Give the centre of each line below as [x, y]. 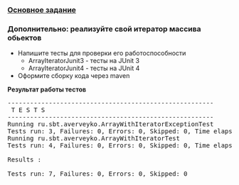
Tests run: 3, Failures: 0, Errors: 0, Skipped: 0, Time [109, 131]
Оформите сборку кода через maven [74, 76]
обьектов [25, 38]
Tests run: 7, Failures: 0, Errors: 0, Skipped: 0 [97, 174]
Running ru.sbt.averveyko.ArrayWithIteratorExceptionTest [111, 124]
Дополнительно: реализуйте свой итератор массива [104, 28]
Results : [24, 160]
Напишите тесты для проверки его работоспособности [102, 53]
